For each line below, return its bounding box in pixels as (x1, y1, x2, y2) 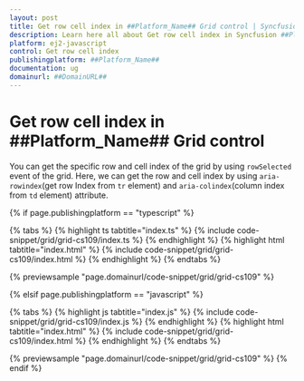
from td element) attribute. (9, 190, 109, 200)
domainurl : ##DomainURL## (9, 73, 107, 82)
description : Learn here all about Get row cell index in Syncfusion (9, 30, 278, 39)
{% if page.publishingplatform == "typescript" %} (9, 207, 195, 218)
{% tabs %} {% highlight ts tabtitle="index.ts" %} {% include (9, 224, 235, 236)
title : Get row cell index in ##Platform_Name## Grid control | (9, 22, 257, 31)
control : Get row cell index (9, 47, 119, 56)
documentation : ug (9, 64, 79, 73)
